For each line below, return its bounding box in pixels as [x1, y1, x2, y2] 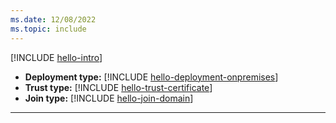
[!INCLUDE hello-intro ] [10, 51, 103, 63]
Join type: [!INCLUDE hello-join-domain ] [24, 92, 194, 104]
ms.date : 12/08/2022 [10, 14, 97, 25]
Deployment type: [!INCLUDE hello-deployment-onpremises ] [24, 71, 279, 83]
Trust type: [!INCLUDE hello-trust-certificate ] [24, 81, 213, 93]
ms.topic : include [10, 24, 87, 34]
